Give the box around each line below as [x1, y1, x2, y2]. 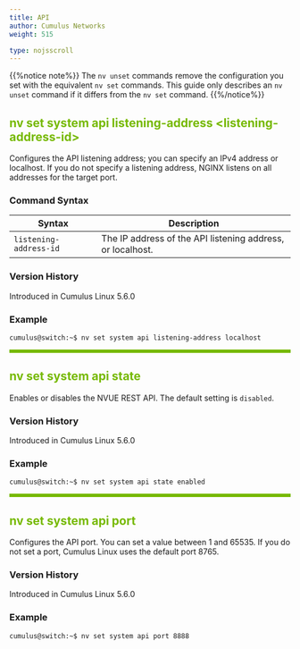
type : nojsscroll [9, 46, 74, 55]
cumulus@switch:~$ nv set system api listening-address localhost [9, 333, 262, 342]
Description [168, 217, 220, 230]
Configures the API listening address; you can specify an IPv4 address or [9, 153, 279, 164]
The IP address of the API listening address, [101, 232, 285, 245]
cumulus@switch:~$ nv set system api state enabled [9, 477, 205, 487]
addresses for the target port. [9, 172, 118, 183]
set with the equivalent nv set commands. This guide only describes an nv [9, 80, 283, 90]
